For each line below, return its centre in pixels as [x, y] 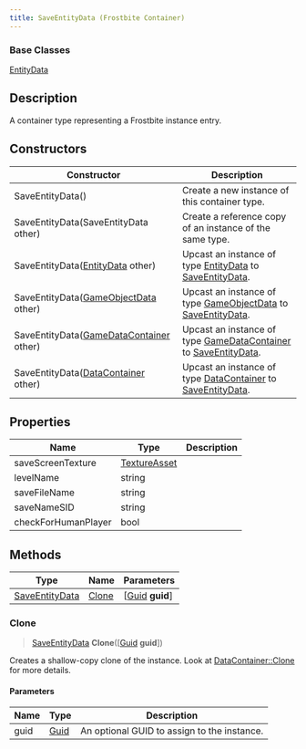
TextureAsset [149, 463]
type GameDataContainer [236, 340]
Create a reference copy [234, 216]
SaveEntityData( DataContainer [80, 372]
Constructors [48, 149]
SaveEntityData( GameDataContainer [92, 335]
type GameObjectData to [235, 303]
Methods [36, 554]
